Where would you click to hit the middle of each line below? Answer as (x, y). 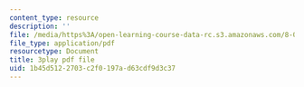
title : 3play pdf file (52, 60)
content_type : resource (54, 18)
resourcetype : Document (54, 52)
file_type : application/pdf (62, 43)
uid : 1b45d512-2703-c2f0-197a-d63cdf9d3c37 (93, 69)
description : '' (40, 26)
